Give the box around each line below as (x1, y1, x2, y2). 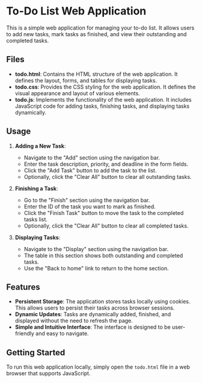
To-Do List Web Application (6, 4, 147, 18)
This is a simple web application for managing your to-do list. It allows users (6, 24, 195, 31)
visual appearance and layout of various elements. (14, 89, 140, 97)
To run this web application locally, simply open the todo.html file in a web (6, 363, 191, 371)
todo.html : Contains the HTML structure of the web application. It (14, 70, 178, 78)
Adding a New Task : (14, 142, 66, 149)
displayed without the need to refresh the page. (14, 317, 133, 325)
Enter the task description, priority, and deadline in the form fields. (23, 160, 188, 167)
